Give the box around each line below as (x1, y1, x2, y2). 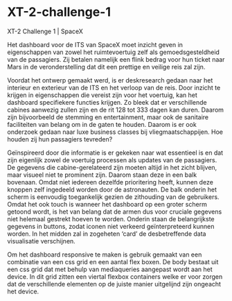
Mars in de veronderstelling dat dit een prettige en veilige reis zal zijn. (7, 62, 206, 71)
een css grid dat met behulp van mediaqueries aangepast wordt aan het (7, 265, 213, 273)
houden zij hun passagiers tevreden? (7, 135, 113, 143)
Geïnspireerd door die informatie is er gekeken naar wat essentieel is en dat (7, 148, 224, 157)
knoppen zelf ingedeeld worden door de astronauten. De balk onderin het (7, 185, 217, 193)
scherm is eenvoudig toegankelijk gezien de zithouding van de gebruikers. (7, 192, 220, 201)
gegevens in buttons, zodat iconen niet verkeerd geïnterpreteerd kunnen (7, 222, 215, 230)
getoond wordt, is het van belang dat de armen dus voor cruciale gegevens (7, 207, 222, 216)
